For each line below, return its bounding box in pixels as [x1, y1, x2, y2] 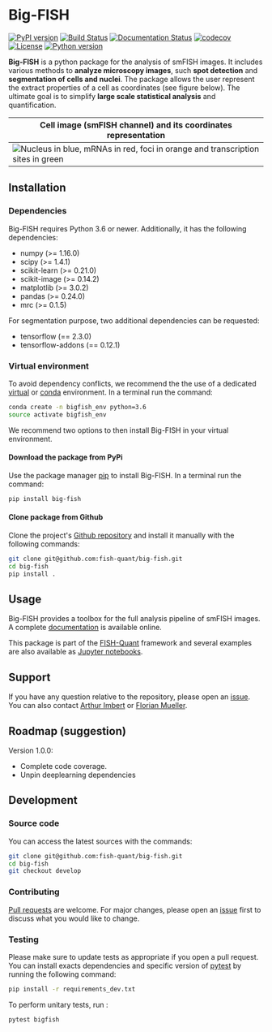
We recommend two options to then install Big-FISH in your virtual [8, 425, 229, 435]
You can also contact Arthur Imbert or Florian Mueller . [8, 701, 188, 710]
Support [8, 670, 51, 684]
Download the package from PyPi [8, 452, 123, 462]
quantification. [8, 100, 57, 110]
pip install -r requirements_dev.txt [8, 985, 136, 993]
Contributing [8, 887, 60, 898]
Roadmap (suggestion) [8, 724, 127, 738]
